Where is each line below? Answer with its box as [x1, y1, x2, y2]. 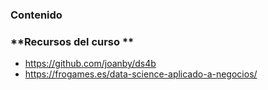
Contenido [10, 8, 63, 22]
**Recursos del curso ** [10, 34, 135, 48]
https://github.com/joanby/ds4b [24, 58, 157, 70]
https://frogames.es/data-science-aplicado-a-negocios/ [24, 68, 258, 80]
